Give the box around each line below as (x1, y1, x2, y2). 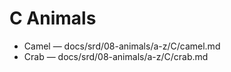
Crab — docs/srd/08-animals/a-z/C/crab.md (23, 50, 209, 62)
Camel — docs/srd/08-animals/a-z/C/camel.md (23, 40, 221, 52)
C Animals (9, 7, 97, 30)
